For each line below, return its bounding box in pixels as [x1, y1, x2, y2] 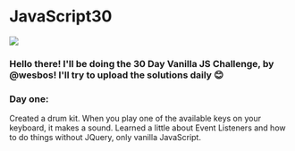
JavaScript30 [9, 6, 113, 27]
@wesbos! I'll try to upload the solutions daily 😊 [9, 69, 224, 81]
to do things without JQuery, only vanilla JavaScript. [9, 132, 201, 143]
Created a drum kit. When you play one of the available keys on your [9, 113, 262, 124]
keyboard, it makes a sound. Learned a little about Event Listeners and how [9, 122, 286, 133]
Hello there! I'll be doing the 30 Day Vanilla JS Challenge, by [9, 57, 274, 70]
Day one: [9, 92, 49, 105]
